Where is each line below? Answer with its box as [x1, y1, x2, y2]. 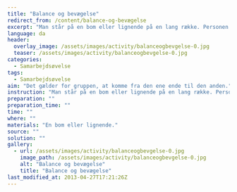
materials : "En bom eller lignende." [7, 121, 119, 129]
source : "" [7, 128, 39, 135]
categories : [7, 56, 42, 63]
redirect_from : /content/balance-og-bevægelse [7, 17, 147, 24]
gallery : [7, 141, 33, 148]
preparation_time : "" [7, 102, 71, 109]
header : [7, 37, 30, 44]
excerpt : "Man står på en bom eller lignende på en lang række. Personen [7, 23, 229, 30]
